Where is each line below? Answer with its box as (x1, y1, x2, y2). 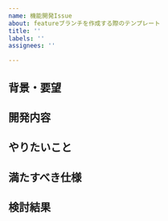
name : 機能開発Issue (8, 11, 72, 20)
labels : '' (8, 34, 45, 43)
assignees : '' (8, 42, 56, 50)
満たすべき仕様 (8, 170, 82, 184)
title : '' (8, 27, 42, 35)
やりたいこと (8, 140, 72, 154)
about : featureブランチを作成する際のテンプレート (8, 19, 161, 27)
